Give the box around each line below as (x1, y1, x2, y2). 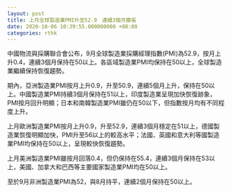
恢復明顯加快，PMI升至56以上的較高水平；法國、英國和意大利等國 (19, 131, 208, 139)
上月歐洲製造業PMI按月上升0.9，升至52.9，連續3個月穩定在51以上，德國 (7, 122, 214, 130)
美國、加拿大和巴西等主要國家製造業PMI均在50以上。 (19, 163, 172, 171)
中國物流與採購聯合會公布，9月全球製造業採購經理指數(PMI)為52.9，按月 (7, 49, 215, 58)
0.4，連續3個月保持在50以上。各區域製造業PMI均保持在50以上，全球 (12, 58, 210, 67)
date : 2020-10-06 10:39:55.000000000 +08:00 (7, 23, 138, 30)
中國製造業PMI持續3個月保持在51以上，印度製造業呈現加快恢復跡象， (19, 90, 216, 98)
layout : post (7, 10, 45, 17)
